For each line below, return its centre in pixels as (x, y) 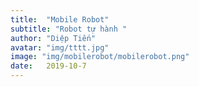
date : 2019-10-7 (48, 66)
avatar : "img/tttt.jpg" (60, 47)
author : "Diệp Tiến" (53, 38)
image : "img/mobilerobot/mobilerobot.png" (100, 57)
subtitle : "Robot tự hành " (69, 29)
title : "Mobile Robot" (60, 19)
